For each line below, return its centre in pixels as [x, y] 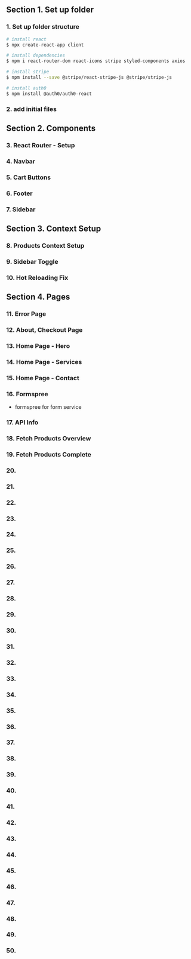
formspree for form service [48, 407]
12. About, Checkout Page [44, 330]
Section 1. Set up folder [50, 10]
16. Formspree [27, 394]
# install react [26, 39]
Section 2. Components [51, 128]
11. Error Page [26, 314]
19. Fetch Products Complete [49, 454]
